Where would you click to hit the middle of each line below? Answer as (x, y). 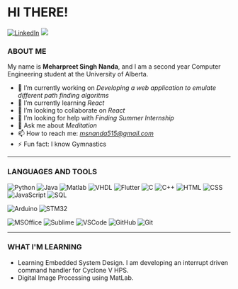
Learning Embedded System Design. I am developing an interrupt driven (123, 262)
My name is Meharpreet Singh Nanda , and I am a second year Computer (114, 67)
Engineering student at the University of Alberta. (78, 74)
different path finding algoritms (63, 96)
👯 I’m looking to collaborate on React (71, 110)
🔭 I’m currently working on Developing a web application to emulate (117, 88)
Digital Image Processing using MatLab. (75, 278)
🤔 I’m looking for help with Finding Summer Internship (96, 118)
